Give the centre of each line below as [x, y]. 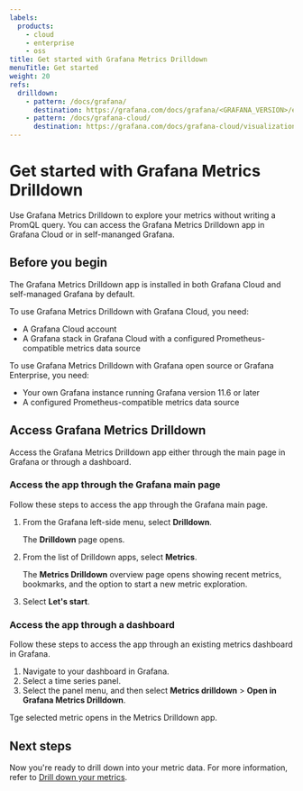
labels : [24, 18]
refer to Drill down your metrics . [69, 777]
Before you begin [59, 263]
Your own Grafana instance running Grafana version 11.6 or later [141, 392]
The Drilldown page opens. [73, 539]
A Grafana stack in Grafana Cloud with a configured [118, 338]
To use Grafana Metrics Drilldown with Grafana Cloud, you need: [129, 311]
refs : [19, 85]
